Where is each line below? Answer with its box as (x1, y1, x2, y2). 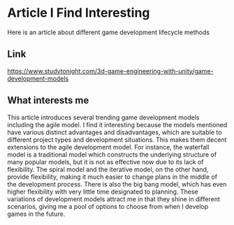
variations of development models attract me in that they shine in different (7, 194, 220, 203)
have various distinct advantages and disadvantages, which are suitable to (7, 128, 222, 136)
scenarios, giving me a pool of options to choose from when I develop (7, 202, 209, 210)
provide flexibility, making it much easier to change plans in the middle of (7, 173, 218, 181)
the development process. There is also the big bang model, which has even (7, 180, 227, 188)
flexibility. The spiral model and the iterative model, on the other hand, (7, 165, 209, 173)
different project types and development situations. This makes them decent (7, 135, 227, 144)
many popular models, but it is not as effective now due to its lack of (7, 157, 204, 166)
